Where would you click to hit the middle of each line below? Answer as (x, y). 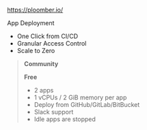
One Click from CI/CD (48, 36)
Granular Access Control (52, 43)
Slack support (54, 112)
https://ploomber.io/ (35, 10)
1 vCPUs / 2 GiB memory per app (80, 97)
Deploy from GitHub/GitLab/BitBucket (87, 104)
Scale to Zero (36, 51)
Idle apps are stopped (65, 119)
